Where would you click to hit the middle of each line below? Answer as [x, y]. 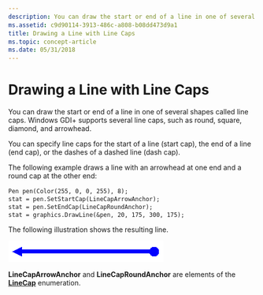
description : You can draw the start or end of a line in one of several [132, 17]
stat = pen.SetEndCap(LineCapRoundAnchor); [81, 207]
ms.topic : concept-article [52, 42]
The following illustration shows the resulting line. [89, 230]
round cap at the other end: [52, 176]
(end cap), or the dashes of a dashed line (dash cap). [94, 152]
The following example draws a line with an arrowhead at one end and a [125, 168]
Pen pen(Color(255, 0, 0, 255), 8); [68, 192]
